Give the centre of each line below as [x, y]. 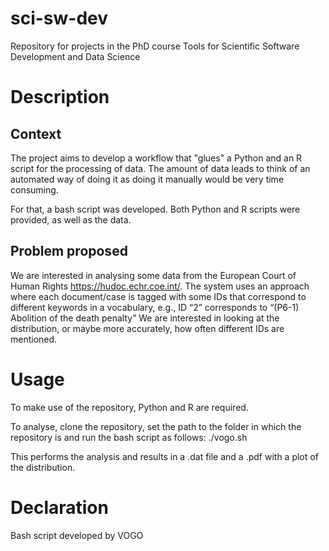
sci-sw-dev [59, 18]
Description [60, 97]
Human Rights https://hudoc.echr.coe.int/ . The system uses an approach [160, 286]
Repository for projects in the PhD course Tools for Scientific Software [155, 46]
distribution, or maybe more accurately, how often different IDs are [147, 328]
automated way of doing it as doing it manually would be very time [147, 179]
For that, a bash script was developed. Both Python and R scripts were [155, 209]
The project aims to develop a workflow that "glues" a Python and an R [156, 158]
